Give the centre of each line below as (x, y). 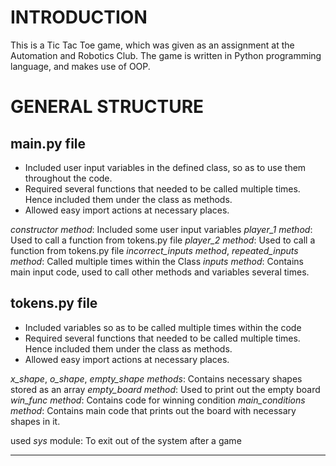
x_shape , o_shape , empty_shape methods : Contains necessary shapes (156, 378)
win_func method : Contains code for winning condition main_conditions (158, 400)
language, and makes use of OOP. (80, 66)
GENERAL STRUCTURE (107, 107)
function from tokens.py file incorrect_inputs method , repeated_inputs (154, 250)
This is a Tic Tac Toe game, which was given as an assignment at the (152, 45)
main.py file (48, 143)
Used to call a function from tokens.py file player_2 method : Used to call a (163, 240)
